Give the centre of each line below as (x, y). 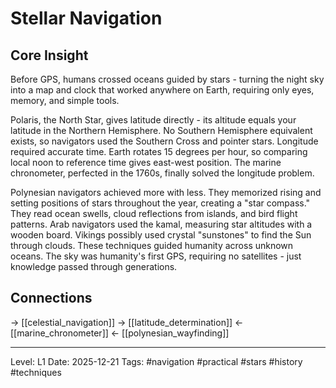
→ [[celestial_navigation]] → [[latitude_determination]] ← (127, 322)
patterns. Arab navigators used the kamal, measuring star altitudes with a (161, 224)
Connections (51, 298)
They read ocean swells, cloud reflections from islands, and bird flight (154, 213)
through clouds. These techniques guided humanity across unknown (152, 245)
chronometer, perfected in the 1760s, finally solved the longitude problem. (162, 173)
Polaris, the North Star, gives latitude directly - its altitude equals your (153, 120)
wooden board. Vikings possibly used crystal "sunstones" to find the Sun (161, 235)
